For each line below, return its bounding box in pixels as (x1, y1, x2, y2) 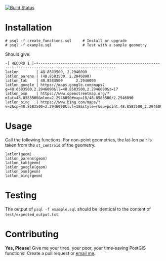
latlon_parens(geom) (5, 156, 48, 161)
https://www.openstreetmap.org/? (40, 91, 110, 96)
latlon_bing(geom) (5, 173, 43, 178)
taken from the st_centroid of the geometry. (5, 142, 96, 148)
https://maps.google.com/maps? (40, 82, 105, 87)
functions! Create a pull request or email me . (5, 250, 96, 256)
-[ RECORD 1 (5, 61, 30, 66)
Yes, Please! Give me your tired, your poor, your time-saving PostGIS (5, 245, 146, 251)
